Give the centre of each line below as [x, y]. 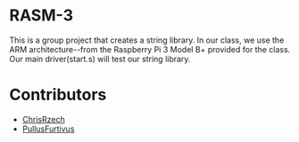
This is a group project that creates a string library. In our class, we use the [147, 40]
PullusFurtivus [48, 129]
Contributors [58, 95]
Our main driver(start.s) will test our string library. [100, 59]
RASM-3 [42, 16]
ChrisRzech [43, 119]
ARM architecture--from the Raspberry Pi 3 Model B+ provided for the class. [150, 49]
